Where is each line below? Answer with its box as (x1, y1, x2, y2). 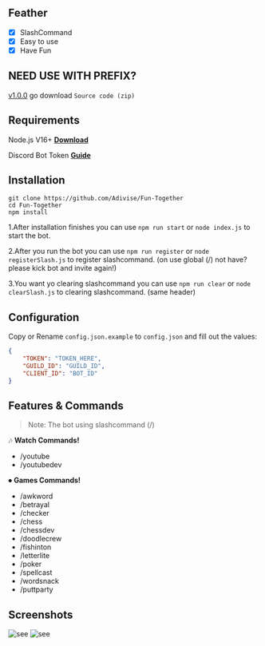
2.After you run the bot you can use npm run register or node (8, 247, 210, 256)
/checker (19, 509, 50, 518)
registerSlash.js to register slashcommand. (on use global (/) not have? (8, 255, 247, 264)
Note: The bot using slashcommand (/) (27, 420, 156, 430)
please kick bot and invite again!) (8, 264, 117, 273)
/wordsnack (19, 577, 60, 586)
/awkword (19, 491, 53, 501)
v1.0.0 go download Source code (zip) (8, 90, 136, 100)
